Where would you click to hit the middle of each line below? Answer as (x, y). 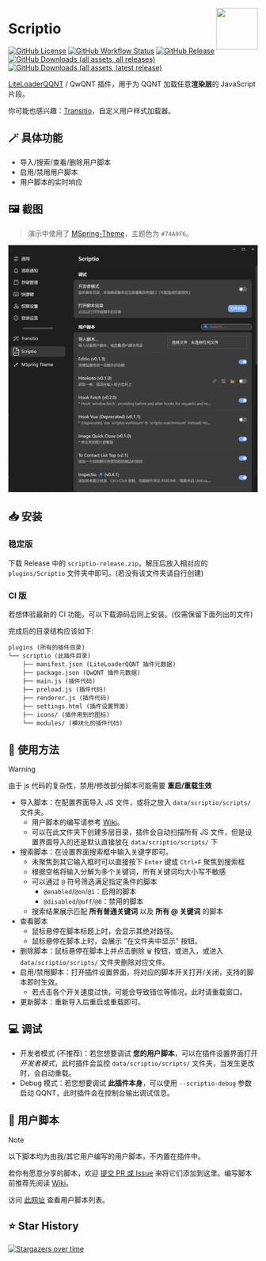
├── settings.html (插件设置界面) (76, 707)
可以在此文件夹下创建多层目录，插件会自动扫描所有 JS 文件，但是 (138, 832)
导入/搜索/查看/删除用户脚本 (65, 162)
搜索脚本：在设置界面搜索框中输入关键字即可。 (96, 851)
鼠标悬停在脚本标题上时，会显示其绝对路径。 (104, 931)
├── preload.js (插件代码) (65, 690)
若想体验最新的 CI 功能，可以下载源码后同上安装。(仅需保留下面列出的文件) (131, 615)
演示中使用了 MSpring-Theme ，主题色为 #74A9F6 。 (110, 233)
